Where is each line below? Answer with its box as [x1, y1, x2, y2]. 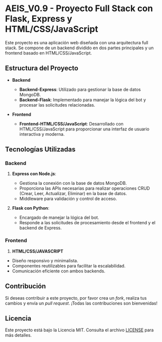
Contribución [5, 282, 46, 290]
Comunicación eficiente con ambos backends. [12, 268, 106, 274]
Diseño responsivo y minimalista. [12, 257, 78, 263]
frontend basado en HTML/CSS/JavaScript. [5, 50, 92, 56]
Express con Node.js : [12, 171, 56, 177]
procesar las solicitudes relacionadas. [19, 102, 95, 108]
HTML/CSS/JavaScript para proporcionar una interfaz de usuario [19, 126, 150, 132]
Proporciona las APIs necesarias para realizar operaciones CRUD [19, 185, 150, 191]
